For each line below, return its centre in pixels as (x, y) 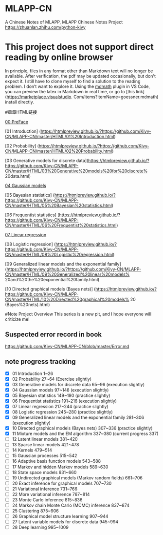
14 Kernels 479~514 (32, 450)
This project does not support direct (80, 47)
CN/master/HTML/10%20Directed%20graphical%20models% (67, 299)
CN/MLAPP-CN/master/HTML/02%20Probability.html (59, 151)
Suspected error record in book (54, 335)
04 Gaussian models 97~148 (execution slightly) (60, 390)
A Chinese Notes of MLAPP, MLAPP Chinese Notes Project (64, 22)
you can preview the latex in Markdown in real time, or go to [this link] (75, 91)
